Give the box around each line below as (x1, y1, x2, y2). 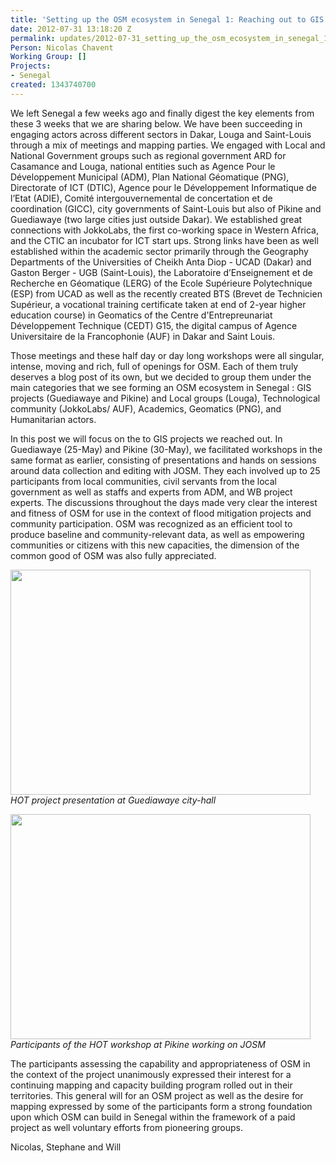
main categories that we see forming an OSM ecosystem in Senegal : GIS (10, 381, 312, 393)
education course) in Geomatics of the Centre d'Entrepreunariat (10, 309, 273, 321)
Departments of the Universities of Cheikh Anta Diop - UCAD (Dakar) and (10, 256, 312, 268)
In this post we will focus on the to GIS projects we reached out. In (10, 432, 283, 445)
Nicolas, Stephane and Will (10, 1141, 122, 1153)
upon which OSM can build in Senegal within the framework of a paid (10, 1111, 296, 1123)
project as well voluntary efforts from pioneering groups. (10, 1121, 243, 1133)
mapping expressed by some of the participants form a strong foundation (10, 1100, 313, 1112)
